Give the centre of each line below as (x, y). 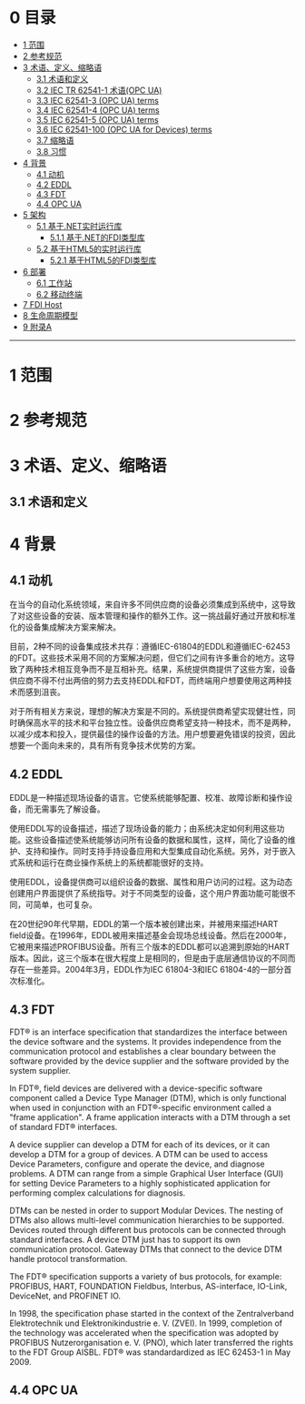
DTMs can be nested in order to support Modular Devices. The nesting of (147, 1210)
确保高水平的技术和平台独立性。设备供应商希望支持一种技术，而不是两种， (156, 722)
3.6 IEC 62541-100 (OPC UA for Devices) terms (124, 129)
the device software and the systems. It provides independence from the (145, 1041)
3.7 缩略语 (55, 140)
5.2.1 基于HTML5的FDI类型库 (103, 260)
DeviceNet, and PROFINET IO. (65, 1296)
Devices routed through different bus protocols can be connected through (148, 1229)
